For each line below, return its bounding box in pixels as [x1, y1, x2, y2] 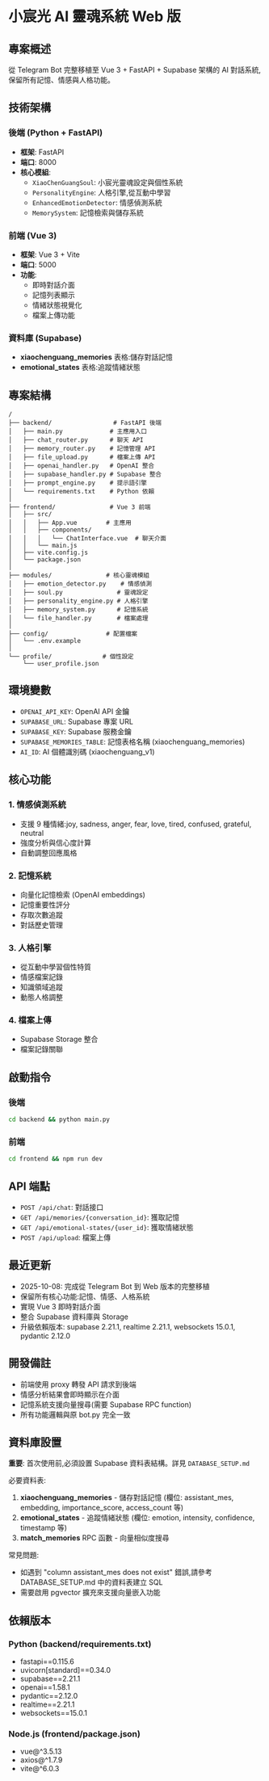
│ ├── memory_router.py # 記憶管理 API [8, 445, 156, 453]
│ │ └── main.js [8, 542, 78, 550]
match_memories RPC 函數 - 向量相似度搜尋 [19, 1533, 170, 1543]
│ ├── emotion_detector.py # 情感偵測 [8, 580, 152, 588]
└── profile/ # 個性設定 [8, 653, 135, 661]
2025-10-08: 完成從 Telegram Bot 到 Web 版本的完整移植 [19, 1281, 210, 1291]
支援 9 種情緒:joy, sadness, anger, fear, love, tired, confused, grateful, [19, 819, 252, 829]
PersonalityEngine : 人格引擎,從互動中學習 [32, 187, 171, 197]
